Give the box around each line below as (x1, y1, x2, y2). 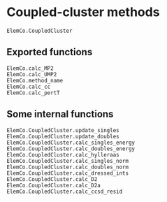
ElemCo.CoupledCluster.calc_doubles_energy (6, 145, 136, 152)
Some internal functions (6, 108, 114, 120)
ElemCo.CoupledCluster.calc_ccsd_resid (6, 188, 123, 195)
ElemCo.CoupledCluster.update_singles (6, 127, 119, 134)
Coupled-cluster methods (6, 4, 160, 20)
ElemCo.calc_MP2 (6, 64, 54, 72)
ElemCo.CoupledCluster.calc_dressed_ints (6, 169, 129, 177)
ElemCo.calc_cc (6, 83, 51, 90)
